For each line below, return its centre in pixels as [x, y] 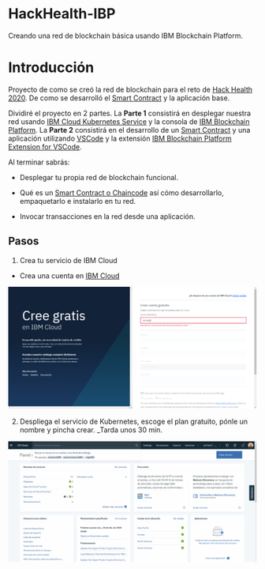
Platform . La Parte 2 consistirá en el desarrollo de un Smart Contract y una [129, 130]
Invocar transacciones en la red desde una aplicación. [107, 216]
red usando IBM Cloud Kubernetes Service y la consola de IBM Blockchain [129, 121]
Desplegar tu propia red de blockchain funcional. [99, 177]
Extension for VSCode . [45, 146]
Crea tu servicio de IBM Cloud [69, 260]
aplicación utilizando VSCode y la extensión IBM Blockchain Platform [120, 138]
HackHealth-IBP [62, 14]
